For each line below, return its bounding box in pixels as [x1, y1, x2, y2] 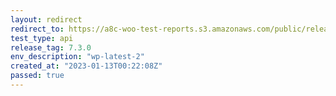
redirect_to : [10, 24, 65, 34]
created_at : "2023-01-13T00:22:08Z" [10, 61, 163, 71]
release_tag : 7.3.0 [10, 42, 92, 53]
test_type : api [10, 33, 74, 43]
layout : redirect [10, 14, 83, 25]
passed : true [10, 71, 65, 81]
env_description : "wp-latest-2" [10, 52, 145, 62]
